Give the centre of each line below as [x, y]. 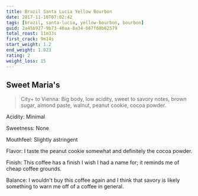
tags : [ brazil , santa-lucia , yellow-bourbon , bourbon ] [75, 22]
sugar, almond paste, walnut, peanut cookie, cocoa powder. [93, 105]
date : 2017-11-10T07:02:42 [39, 17]
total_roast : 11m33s [32, 34]
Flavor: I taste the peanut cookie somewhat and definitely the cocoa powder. [99, 151]
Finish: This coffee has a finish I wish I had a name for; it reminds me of [93, 162]
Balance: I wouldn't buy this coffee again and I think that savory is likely [93, 180]
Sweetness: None [27, 128]
